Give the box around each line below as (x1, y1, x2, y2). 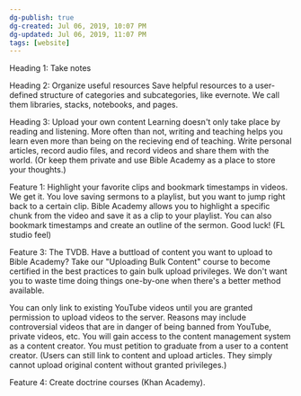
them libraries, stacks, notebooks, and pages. (9, 100, 179, 110)
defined (9, 90, 39, 101)
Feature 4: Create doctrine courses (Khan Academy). (9, 377, 206, 388)
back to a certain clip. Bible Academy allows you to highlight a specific (9, 201, 270, 212)
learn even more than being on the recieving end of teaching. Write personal (9, 136, 292, 146)
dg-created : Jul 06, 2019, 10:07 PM (9, 22, 146, 31)
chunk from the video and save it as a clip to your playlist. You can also (9, 210, 272, 221)
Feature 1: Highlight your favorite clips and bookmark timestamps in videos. (9, 181, 288, 193)
